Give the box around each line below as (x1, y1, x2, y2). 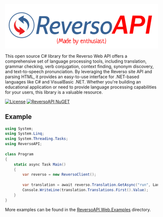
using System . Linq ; (5, 131, 45, 136)
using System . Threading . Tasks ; (5, 136, 68, 141)
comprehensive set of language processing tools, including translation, (5, 58, 147, 64)
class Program (5, 151, 34, 156)
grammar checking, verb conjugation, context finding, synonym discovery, (5, 63, 154, 69)
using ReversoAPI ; (5, 142, 42, 147)
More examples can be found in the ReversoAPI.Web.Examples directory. (5, 206, 151, 212)
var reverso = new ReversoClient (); (22, 172, 97, 177)
